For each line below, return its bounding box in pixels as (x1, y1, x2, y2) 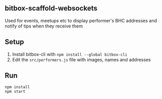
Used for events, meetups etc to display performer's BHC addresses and (5, 17, 157, 23)
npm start (5, 89, 26, 94)
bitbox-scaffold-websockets (5, 4, 98, 13)
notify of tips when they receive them (5, 23, 83, 29)
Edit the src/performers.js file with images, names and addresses (12, 56, 151, 62)
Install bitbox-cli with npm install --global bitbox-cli (12, 51, 127, 57)
